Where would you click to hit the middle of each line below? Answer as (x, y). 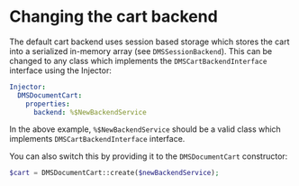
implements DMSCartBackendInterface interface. (97, 139)
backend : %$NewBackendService (90, 112)
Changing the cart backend (113, 17)
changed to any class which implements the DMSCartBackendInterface (138, 60)
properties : (48, 104)
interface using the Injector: (61, 70)
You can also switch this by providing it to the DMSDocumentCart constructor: (149, 156)
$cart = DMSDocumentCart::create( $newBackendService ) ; (114, 173)
